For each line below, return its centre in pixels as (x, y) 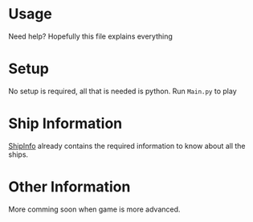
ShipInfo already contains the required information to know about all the (127, 146)
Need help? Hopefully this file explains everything (90, 36)
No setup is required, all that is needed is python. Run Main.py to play (122, 91)
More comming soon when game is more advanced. (94, 209)
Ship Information (65, 123)
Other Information (69, 187)
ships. (18, 154)
